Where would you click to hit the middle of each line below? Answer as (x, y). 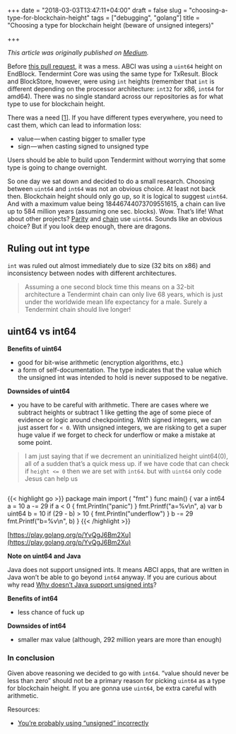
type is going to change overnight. (57, 168)
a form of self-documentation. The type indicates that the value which (119, 370)
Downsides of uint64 (39, 391)
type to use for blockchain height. (57, 104)
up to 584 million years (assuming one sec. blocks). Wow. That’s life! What (116, 211)
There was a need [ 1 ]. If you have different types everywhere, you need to (115, 117)
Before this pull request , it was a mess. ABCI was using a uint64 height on (115, 66)
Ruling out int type (49, 249)
